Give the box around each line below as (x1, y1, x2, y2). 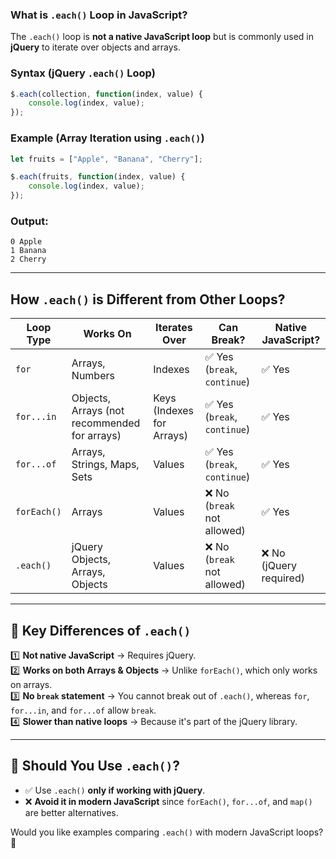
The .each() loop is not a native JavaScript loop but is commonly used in (10, 31, 315, 43)
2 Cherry (10, 254, 47, 265)
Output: (10, 214, 49, 228)
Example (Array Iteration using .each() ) (10, 131, 205, 145)
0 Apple (10, 237, 43, 247)
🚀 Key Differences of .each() (10, 622, 192, 639)
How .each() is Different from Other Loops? (10, 291, 286, 308)
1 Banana (10, 246, 47, 256)
